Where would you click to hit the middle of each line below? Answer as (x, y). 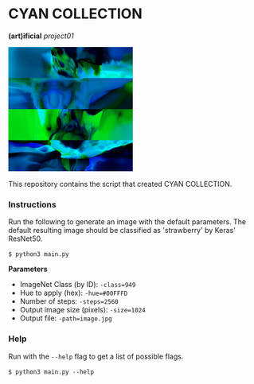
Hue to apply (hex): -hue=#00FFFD (74, 293)
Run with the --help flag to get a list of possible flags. (96, 356)
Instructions (33, 204)
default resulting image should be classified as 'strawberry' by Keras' (122, 231)
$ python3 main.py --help (51, 372)
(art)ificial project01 (41, 36)
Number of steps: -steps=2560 (69, 301)
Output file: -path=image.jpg (66, 318)
